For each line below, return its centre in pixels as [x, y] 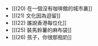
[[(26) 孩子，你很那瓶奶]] [41, 37]
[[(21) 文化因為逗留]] [36, 16]
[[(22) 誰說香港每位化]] [39, 23]
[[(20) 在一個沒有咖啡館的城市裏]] [52, 8]
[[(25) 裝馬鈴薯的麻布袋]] [41, 30]
